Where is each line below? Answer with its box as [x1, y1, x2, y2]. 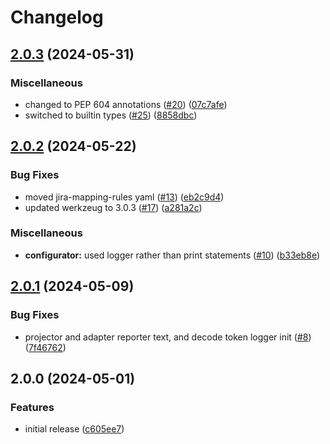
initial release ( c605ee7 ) [24, 423, 125, 435]
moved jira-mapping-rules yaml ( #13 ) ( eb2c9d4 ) [24, 191, 225, 203]
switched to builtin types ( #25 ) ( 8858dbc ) [24, 109, 198, 121]
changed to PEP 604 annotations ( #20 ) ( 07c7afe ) [24, 98, 228, 110]
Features [10, 400, 55, 414]
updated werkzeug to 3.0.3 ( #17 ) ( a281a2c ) [24, 201, 203, 213]
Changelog [10, 6, 104, 29]
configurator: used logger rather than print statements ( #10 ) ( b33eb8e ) [24, 249, 321, 261]
